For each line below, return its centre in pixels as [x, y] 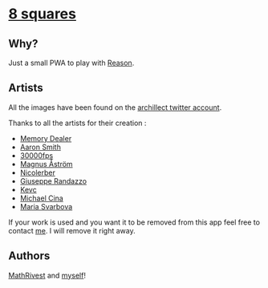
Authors [29, 256]
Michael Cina [42, 198]
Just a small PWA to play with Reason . [71, 63]
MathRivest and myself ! [47, 275]
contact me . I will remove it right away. [72, 230]
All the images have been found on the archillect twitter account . [115, 107]
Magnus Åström [47, 164]
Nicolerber [38, 172]
